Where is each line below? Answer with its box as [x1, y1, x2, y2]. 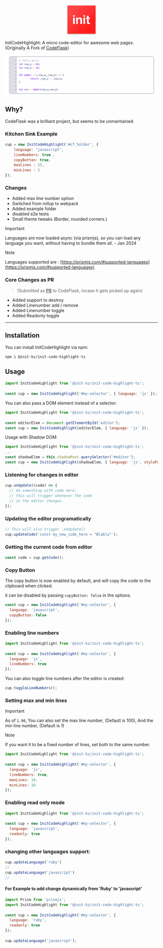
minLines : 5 [14, 168, 40, 173]
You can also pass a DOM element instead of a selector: [5, 400, 117, 406]
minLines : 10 [9, 782, 36, 788]
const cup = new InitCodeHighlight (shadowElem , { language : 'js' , [5, 460, 142, 465]
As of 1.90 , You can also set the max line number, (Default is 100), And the [5, 717, 154, 723]
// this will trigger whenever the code [9, 493, 92, 498]
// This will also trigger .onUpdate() [5, 526, 86, 532]
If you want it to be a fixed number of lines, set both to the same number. [5, 742, 150, 748]
